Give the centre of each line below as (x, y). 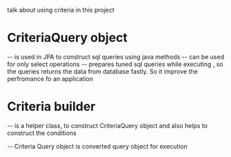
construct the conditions (42, 133)
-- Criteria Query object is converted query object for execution (98, 146)
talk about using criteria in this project (61, 10)
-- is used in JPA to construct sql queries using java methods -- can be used (116, 56)
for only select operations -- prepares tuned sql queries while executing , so (115, 64)
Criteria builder (51, 107)
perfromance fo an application (50, 78)
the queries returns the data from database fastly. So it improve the (102, 71)
